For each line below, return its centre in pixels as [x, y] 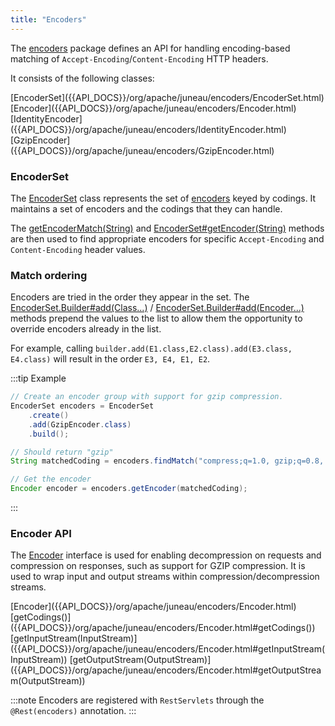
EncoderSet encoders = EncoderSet [82, 406]
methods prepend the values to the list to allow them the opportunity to [156, 318]
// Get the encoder [51, 479]
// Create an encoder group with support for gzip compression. [147, 397]
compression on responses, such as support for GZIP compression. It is [158, 566]
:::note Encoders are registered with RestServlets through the [137, 700]
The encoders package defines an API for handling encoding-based [150, 48]
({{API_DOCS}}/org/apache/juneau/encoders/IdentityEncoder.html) [148, 129]
